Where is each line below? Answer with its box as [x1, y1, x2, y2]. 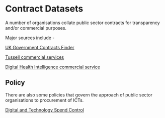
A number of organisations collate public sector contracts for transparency [5, 20, 160, 26]
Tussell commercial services [5, 54, 64, 60]
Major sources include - [5, 35, 55, 41]
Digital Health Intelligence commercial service [5, 64, 101, 70]
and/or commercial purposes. [5, 25, 67, 31]
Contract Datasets [5, 3, 84, 15]
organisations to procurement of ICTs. [5, 97, 84, 103]
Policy [5, 78, 25, 87]
